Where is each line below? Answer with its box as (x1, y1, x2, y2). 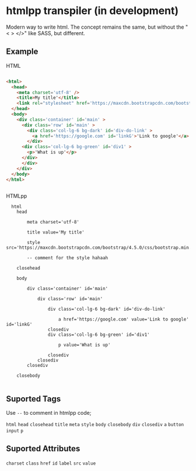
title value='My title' (27, 229, 85, 235)
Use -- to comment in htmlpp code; (6, 410, 92, 417)
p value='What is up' (58, 342, 111, 348)
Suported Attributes (6, 444, 80, 454)
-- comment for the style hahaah (27, 255, 108, 261)
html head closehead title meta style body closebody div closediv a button (6, 422, 184, 428)
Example (6, 47, 38, 57)
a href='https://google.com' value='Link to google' (58, 317, 190, 322)
